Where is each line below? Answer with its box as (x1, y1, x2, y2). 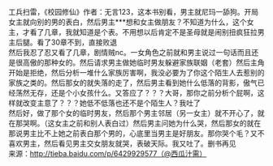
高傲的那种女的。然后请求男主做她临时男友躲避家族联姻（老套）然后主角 (22, 57, 265, 67)
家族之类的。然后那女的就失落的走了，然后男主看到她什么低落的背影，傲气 (8, 78, 258, 87)
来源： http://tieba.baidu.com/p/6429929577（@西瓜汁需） (8, 149, 207, 158)
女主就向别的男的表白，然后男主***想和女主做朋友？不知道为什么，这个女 (8, 17, 254, 27)
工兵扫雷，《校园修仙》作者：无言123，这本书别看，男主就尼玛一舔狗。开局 (8, 7, 258, 16)
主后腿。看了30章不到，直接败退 (8, 37, 118, 47)
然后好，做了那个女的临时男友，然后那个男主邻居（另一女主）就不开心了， (8, 109, 258, 117)
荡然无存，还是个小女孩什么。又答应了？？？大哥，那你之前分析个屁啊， (15, 88, 258, 97)
